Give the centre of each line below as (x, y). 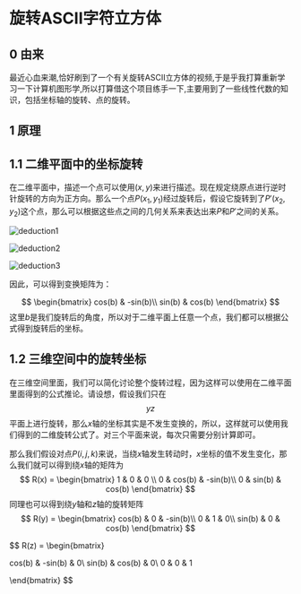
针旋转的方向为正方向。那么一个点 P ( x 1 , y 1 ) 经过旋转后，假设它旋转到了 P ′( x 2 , (147, 200)
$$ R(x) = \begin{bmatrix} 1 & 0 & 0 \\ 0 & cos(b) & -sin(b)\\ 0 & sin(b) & (150, 479)
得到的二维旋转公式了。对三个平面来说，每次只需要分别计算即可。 (138, 435)
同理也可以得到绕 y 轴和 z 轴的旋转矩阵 (77, 504)
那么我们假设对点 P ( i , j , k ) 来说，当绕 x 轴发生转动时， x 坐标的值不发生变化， (144, 453)
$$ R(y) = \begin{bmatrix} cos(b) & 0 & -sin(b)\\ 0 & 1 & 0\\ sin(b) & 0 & (150, 518)
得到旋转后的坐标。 (52, 328)
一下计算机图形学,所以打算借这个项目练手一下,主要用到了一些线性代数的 (149, 89)
